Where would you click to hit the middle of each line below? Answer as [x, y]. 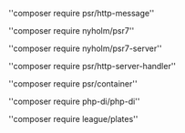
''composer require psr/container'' [73, 84]
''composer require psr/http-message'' [82, 13]
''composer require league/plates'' [73, 119]
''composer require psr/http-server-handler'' [92, 66]
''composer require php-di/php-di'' [74, 101]
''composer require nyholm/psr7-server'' [85, 48]
